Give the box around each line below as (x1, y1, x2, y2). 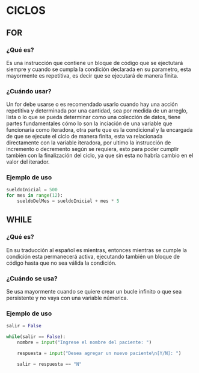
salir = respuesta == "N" (17, 361, 82, 367)
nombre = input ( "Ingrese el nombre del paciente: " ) (17, 339, 152, 346)
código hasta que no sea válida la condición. (6, 259, 117, 267)
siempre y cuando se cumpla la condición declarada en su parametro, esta (6, 66, 191, 73)
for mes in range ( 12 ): (6, 193, 63, 199)
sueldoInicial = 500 (6, 187, 58, 193)
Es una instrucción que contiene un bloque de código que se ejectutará (6, 59, 183, 66)
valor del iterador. (6, 158, 50, 165)
